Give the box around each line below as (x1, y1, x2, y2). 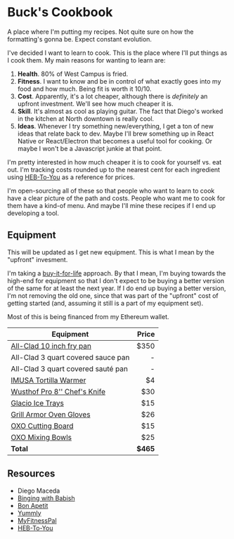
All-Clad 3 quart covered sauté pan (11, 363, 129, 373)
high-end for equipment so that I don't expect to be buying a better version (7, 276, 225, 285)
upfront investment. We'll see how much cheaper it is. (17, 99, 174, 108)
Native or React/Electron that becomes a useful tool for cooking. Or (17, 136, 213, 145)
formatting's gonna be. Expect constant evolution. (7, 34, 152, 43)
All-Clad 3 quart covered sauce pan (11, 352, 130, 362)
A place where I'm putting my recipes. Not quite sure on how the (7, 27, 194, 36)
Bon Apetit (17, 501, 48, 509)
